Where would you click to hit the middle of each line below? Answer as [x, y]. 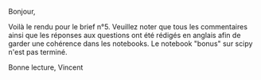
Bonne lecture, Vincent [46, 67]
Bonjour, [22, 11]
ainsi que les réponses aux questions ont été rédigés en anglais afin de [125, 35]
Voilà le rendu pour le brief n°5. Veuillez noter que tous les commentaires [128, 27]
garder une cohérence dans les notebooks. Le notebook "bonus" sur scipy [130, 44]
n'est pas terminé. [38, 52]
